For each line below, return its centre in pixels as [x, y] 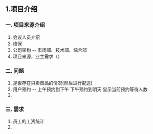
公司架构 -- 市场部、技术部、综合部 [50, 50]
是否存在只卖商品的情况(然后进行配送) [53, 83]
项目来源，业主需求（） [37, 56]
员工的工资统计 [28, 121]
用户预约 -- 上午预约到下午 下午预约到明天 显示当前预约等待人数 [80, 89]
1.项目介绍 [21, 9]
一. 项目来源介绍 [25, 25]
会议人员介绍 [26, 37]
